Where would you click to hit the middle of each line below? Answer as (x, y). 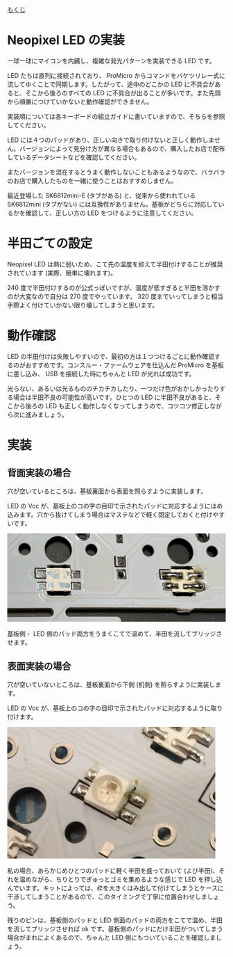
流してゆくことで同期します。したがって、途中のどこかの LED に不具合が (111, 84)
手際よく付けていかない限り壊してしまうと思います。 (83, 305)
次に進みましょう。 (40, 415)
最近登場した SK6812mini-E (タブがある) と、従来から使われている (102, 195)
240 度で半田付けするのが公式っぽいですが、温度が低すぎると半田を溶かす (114, 287)
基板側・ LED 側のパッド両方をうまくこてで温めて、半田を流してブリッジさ (115, 634)
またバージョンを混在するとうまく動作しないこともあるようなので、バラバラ (116, 172)
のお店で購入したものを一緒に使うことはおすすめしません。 (92, 180)
